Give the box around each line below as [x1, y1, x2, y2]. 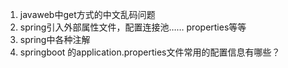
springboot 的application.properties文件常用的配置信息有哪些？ [19, 46, 281, 58]
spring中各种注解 [19, 34, 91, 45]
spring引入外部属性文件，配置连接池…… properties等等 [19, 21, 247, 33]
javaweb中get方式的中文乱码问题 [19, 9, 156, 20]
